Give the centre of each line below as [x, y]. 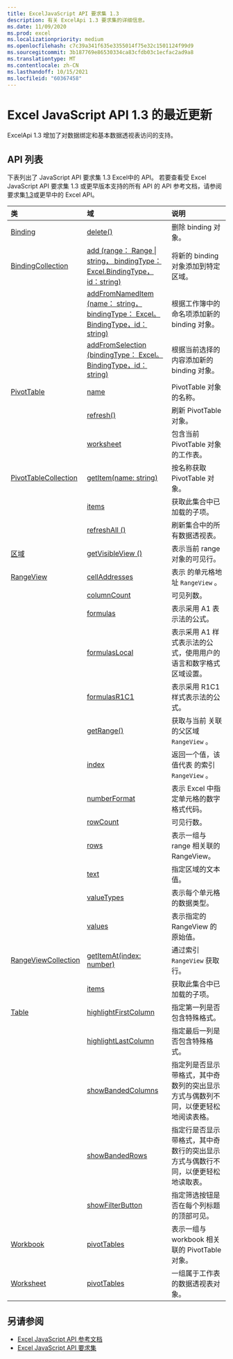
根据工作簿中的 [196, 304]
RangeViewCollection [45, 960]
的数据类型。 [192, 903]
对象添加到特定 [196, 266]
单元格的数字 [199, 799]
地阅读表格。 [192, 1117]
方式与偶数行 [192, 1162]
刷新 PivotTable [197, 411]
